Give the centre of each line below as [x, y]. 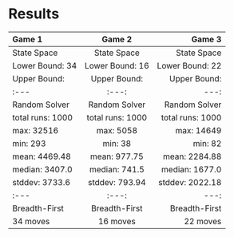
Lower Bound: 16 [117, 65]
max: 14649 [198, 130]
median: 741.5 [117, 169]
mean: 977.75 [117, 156]
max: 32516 [36, 130]
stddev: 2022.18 [190, 182]
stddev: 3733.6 [41, 182]
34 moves [31, 221]
